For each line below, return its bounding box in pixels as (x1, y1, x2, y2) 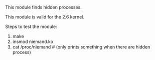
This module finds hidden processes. (5, 4, 82, 10)
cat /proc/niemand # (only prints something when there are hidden (12, 44, 150, 49)
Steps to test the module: (5, 23, 57, 29)
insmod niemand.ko (12, 38, 54, 44)
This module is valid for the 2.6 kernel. (5, 14, 84, 19)
